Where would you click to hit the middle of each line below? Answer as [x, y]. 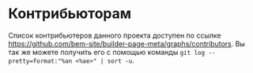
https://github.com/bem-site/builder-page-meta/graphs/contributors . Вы [126, 43]
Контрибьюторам [70, 14]
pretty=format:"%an [40, 61]
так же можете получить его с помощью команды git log [107, 52]
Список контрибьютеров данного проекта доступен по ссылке [115, 35]
